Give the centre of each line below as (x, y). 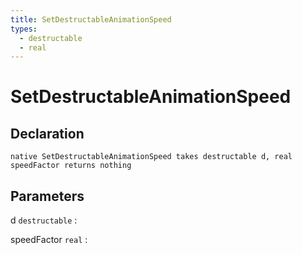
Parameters (47, 196)
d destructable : (44, 220)
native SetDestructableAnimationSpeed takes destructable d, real (151, 157)
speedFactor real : (49, 240)
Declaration (47, 133)
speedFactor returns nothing (71, 166)
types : (24, 29)
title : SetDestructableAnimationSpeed (91, 19)
